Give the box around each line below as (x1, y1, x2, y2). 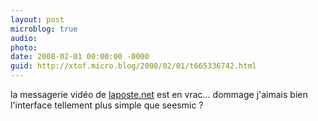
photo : (10, 42, 38, 53)
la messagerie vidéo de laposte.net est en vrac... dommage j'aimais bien (10, 89, 308, 100)
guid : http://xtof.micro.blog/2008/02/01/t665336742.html (10, 61, 257, 71)
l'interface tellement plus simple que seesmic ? (10, 99, 204, 111)
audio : (10, 33, 38, 43)
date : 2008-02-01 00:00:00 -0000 (10, 52, 150, 62)
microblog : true (10, 24, 78, 34)
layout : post (10, 14, 65, 25)
